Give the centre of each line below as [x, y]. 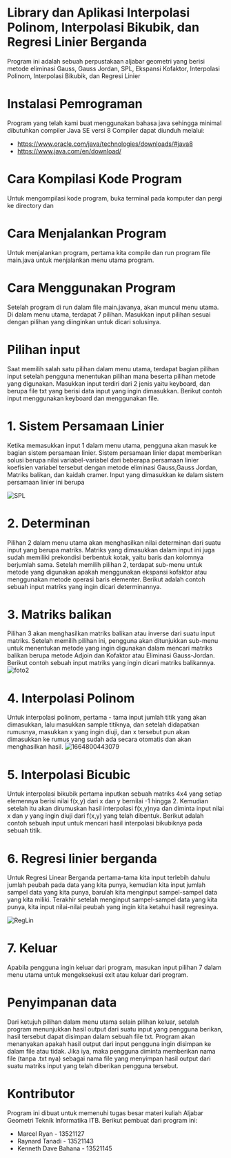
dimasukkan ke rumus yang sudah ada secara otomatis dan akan [99, 739]
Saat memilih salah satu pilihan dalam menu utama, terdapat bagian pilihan [113, 368]
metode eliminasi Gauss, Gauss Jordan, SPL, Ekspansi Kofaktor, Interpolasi [114, 68]
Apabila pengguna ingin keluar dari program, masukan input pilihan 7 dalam [114, 968]
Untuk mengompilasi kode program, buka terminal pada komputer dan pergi [115, 198]
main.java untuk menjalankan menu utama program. [81, 260]
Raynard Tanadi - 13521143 [56, 1141]
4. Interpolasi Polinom [71, 698]
